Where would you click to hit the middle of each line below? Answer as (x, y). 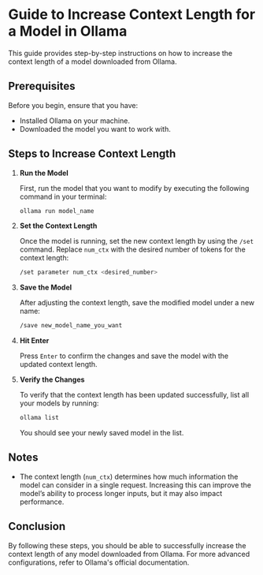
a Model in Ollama (68, 31)
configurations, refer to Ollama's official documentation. (99, 562)
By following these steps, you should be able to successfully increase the (127, 545)
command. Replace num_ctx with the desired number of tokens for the (132, 249)
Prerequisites (42, 86)
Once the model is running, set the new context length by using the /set (137, 241)
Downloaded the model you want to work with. (95, 129)
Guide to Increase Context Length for (132, 15)
